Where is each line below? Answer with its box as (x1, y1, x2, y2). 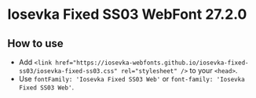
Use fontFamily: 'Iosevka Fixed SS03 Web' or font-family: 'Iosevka (18, 74, 245, 83)
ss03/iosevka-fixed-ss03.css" (18, 67, 119, 75)
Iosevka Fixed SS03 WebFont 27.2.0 (7, 5, 247, 24)
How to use (7, 37, 64, 50)
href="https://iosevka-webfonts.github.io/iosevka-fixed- (55, 59, 249, 67)
